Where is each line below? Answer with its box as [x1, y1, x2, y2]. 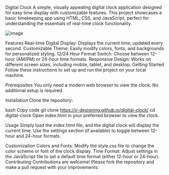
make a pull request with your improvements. [5, 164, 99, 170]
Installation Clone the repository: [5, 97, 73, 103]
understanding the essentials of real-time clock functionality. [5, 20, 132, 26]
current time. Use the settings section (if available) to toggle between [5, 127, 150, 134]
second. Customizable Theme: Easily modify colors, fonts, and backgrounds [5, 46, 164, 51]
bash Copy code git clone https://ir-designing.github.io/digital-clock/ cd [5, 107, 155, 113]
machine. [5, 72, 25, 78]
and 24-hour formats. [16, 133, 61, 139]
